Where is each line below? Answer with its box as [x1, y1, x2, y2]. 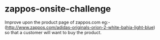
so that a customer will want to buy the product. [4, 29, 102, 35]
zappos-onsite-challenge [4, 3, 111, 14]
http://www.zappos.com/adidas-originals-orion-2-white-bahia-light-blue [6, 24, 154, 30]
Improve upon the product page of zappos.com [4, 19, 101, 25]
